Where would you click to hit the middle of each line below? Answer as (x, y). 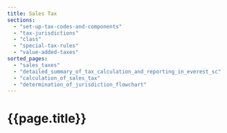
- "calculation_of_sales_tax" (57, 78)
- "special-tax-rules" (46, 46)
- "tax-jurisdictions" (46, 33)
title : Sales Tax (32, 14)
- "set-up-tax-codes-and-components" (68, 26)
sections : (21, 20)
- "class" (27, 39)
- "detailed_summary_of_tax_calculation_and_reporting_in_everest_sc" (117, 71)
